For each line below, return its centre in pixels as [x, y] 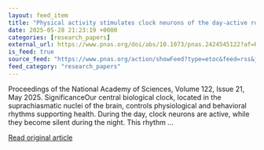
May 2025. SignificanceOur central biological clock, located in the [115, 97]
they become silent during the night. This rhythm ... [91, 122]
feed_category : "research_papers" [65, 67]
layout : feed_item [38, 15]
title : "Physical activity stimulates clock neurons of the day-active [128, 23]
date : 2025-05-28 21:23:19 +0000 [63, 30]
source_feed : [29, 60]
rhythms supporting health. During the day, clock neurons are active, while [129, 114]
